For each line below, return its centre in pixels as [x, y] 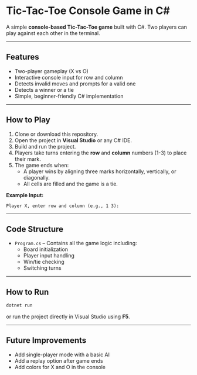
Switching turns [42, 268]
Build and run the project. [45, 146]
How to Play [28, 120]
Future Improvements [46, 340]
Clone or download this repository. [56, 134]
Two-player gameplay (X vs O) [52, 71]
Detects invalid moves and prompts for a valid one [75, 84]
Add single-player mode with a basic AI [62, 355]
